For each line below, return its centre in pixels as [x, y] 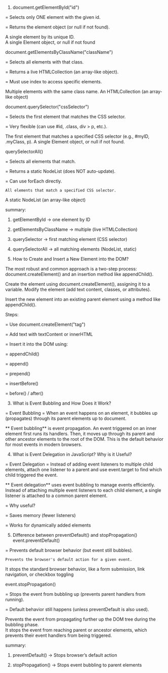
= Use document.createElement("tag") [46, 324]
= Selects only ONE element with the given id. [53, 17]
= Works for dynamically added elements [48, 525]
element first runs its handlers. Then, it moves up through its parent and [80, 434]
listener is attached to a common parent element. [56, 496]
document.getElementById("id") [46, 7]
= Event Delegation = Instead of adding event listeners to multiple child [79, 464]
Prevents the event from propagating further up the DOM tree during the [80, 619]
